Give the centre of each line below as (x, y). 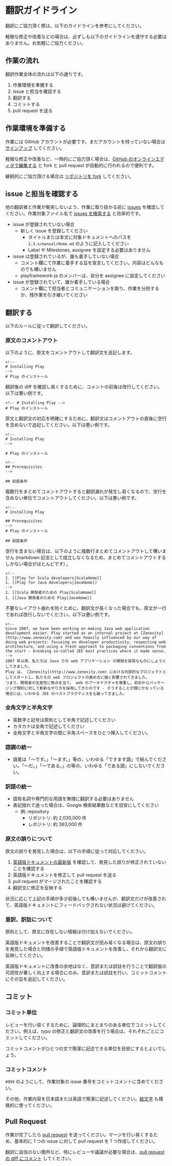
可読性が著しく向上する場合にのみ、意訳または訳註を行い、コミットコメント (86, 972)
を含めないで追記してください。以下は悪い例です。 (59, 425)
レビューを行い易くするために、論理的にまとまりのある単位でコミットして (84, 1025)
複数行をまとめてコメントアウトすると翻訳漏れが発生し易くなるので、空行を (86, 492)
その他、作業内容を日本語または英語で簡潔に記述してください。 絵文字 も (82, 1099)
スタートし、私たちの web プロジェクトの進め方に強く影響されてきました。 (81, 678)
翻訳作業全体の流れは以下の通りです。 (46, 74)
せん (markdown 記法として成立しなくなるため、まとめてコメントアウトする (86, 558)
